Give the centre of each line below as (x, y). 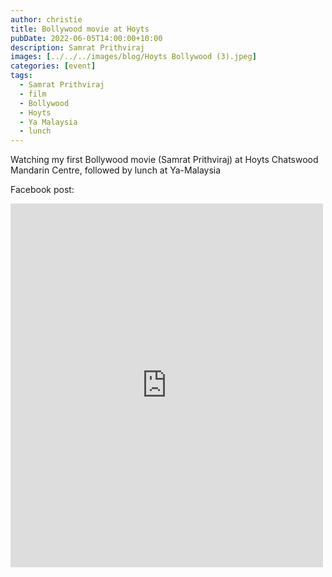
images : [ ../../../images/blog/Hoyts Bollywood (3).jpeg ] (133, 57)
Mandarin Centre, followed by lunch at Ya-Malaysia (116, 170)
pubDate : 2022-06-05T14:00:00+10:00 (86, 38)
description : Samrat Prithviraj (77, 47)
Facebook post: (42, 190)
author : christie (46, 19)
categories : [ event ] (53, 66)
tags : (21, 76)
